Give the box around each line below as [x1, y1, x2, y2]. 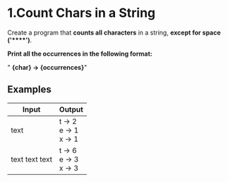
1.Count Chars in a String [7, 5, 156, 21]
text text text [11, 154, 53, 164]
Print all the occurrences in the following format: [7, 49, 153, 58]
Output [59, 104, 83, 114]
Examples [7, 83, 52, 96]
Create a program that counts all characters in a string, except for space [7, 28, 221, 37]
